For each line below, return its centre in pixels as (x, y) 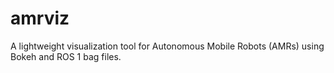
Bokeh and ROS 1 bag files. (66, 56)
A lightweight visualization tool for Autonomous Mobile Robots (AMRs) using (167, 46)
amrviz (40, 18)
